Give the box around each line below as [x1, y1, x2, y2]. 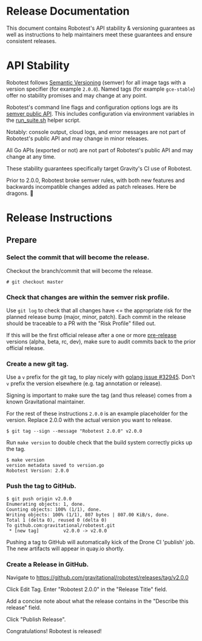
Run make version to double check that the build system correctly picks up [6, 439, 193, 446]
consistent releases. [6, 37, 56, 44]
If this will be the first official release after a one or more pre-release [6, 332, 177, 339]
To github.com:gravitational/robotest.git [6, 522, 115, 528]
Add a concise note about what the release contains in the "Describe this [6, 597, 189, 604]
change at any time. [6, 153, 56, 160]
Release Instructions [6, 211, 113, 225]
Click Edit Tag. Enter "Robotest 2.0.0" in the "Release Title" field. [6, 586, 167, 593]
